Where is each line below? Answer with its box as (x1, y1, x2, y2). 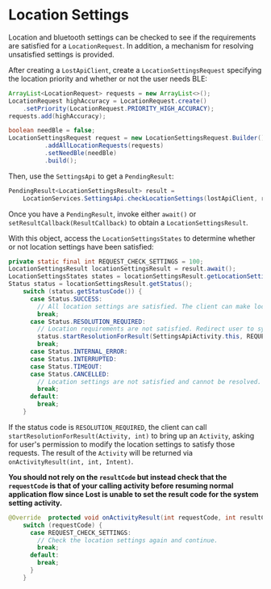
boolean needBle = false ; (8, 127, 95, 135)
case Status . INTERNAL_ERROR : (29, 347, 128, 356)
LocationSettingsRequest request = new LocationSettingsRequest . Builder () (8, 134, 265, 142)
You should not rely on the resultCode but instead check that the (8, 472, 227, 482)
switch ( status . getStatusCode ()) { (23, 288, 143, 296)
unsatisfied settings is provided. (8, 49, 115, 59)
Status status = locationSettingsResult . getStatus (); (8, 280, 194, 288)
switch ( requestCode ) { (23, 521, 103, 529)
